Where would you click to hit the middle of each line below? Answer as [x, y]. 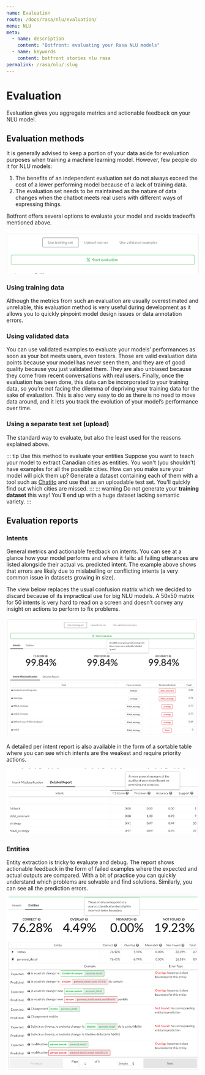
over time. [19, 408]
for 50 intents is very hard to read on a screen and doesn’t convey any [95, 603]
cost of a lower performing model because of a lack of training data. [101, 185]
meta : [13, 33]
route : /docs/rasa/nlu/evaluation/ [52, 19]
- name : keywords [34, 52]
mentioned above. [29, 223]
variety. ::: [19, 501]
